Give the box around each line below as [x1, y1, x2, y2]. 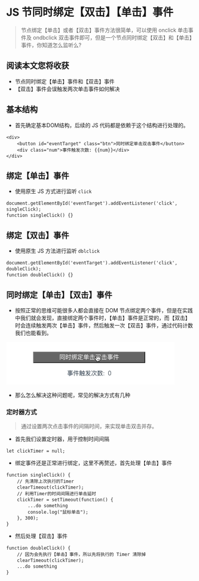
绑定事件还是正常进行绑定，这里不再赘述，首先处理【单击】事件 [14, 459, 172, 466]
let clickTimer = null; [6, 448, 66, 454]
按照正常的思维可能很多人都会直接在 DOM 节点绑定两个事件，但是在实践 [14, 307, 193, 314]
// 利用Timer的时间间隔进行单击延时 [17, 491, 97, 497]
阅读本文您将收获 [6, 61, 69, 71]
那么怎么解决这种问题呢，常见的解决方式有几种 [14, 392, 130, 399]
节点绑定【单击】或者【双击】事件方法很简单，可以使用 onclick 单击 [20, 26, 188, 34]
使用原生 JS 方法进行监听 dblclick [14, 247, 100, 255]
